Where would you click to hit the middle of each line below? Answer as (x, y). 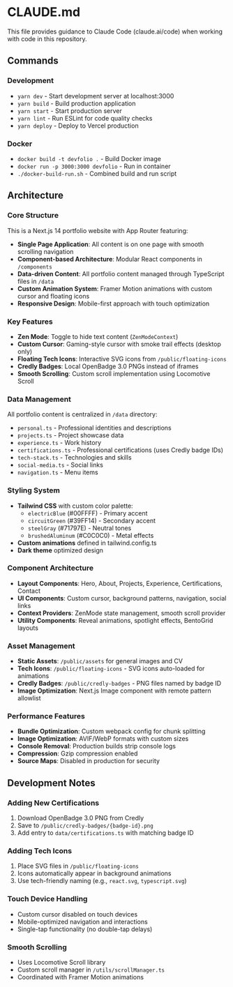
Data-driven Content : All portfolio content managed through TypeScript (121, 273)
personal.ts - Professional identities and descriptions (95, 428)
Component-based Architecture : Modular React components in (110, 259)
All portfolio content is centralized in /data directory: (82, 414)
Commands (33, 61)
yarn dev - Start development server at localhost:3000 (96, 96)
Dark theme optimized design (60, 550)
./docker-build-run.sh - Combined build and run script (97, 173)
